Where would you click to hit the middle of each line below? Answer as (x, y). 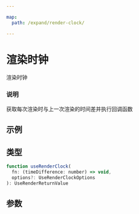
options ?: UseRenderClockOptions (54, 178)
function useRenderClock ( (39, 166)
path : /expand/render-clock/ (48, 23)
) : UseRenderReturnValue (37, 183)
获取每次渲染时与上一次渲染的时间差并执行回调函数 (69, 109)
